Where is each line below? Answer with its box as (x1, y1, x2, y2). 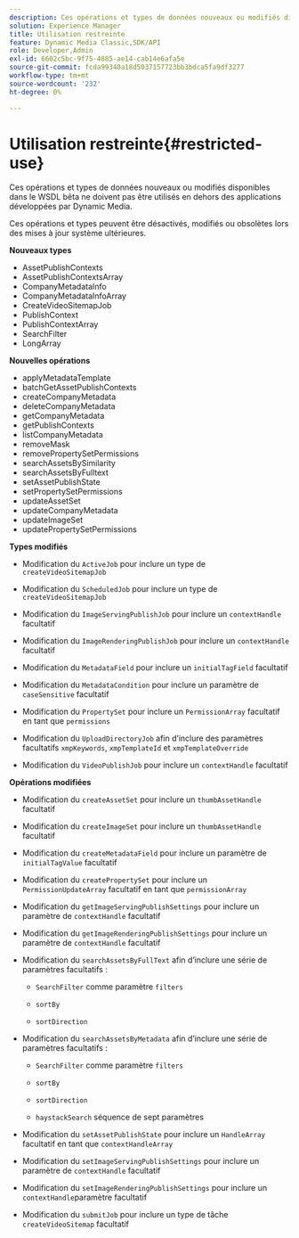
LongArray (21, 338, 61, 348)
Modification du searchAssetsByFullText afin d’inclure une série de (21, 955, 268, 965)
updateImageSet (21, 514, 84, 526)
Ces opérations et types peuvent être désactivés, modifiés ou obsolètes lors (9, 218, 289, 229)
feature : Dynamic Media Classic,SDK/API (9, 37, 162, 47)
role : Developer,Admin (9, 46, 93, 55)
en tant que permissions (21, 716, 111, 726)
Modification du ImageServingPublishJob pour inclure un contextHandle (21, 609, 282, 619)
